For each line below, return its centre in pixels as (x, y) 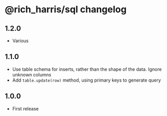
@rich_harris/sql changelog (66, 9)
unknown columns (32, 74)
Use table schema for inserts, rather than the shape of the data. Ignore (87, 69)
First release (25, 108)
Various (20, 41)
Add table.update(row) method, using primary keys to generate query (87, 80)
